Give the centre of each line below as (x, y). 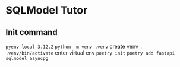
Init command (31, 32)
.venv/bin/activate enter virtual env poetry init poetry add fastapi (90, 53)
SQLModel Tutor (47, 10)
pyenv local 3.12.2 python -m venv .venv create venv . (74, 46)
